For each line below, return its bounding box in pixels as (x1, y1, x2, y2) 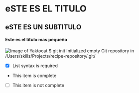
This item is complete (12, 73, 57, 79)
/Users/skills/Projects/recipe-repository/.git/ (5, 53, 96, 59)
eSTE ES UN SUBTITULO (5, 23, 82, 31)
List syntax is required (12, 63, 58, 69)
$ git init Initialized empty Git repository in (48, 48, 135, 54)
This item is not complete (12, 82, 65, 88)
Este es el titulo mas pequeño (5, 37, 67, 43)
